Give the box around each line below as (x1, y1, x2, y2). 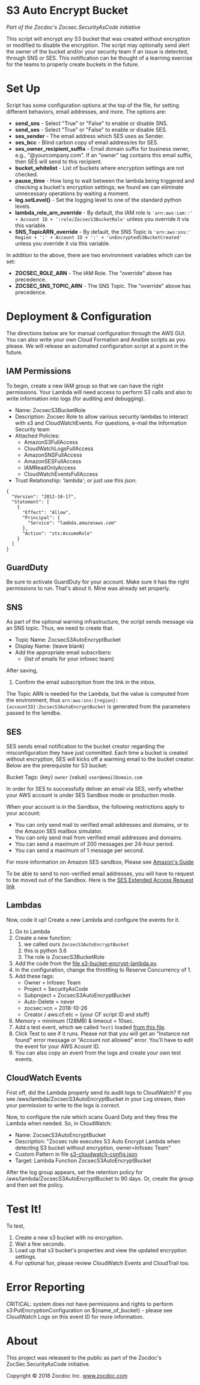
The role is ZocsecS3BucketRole (23, 953, 105, 960)
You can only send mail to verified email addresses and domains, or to (14, 821, 189, 829)
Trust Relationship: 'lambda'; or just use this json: (14, 476, 137, 484)
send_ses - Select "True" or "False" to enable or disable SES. (14, 126, 168, 133)
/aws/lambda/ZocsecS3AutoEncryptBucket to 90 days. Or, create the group (6, 1175, 194, 1182)
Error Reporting (6, 1280, 85, 1294)
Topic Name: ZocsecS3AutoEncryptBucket (14, 636, 121, 644)
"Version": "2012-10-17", (11, 493, 77, 499)
